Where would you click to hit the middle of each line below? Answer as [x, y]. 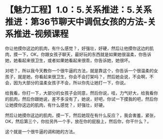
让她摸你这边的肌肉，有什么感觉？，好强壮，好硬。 [56, 105]
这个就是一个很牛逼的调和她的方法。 [41, 131]
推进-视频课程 [41, 34]
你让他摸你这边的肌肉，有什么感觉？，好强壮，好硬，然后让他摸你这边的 [77, 48]
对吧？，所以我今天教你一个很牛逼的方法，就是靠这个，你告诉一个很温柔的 [79, 70]
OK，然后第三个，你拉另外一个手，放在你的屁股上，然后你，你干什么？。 [78, 121]
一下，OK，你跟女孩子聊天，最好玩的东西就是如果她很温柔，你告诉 [85, 54]
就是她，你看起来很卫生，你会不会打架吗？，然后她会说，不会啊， [83, 76]
